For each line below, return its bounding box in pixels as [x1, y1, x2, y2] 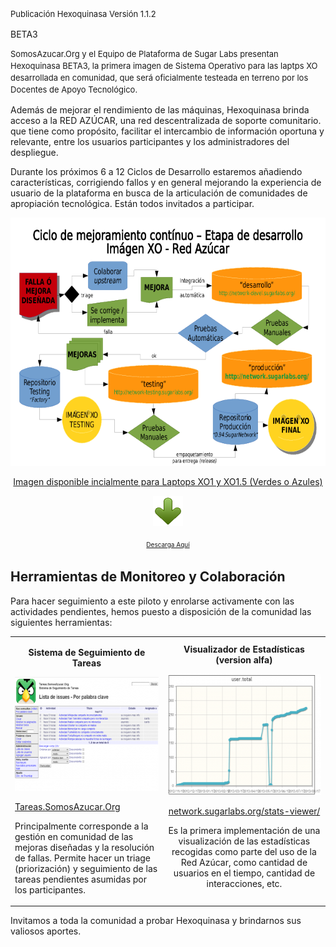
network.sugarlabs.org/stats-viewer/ [168, 805, 321, 817]
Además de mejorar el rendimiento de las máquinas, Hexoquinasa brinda [10, 104, 310, 116]
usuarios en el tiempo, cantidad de [173, 867, 316, 879]
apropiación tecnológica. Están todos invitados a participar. [10, 198, 255, 209]
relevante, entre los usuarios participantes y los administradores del [10, 136, 290, 147]
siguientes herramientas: [10, 616, 113, 628]
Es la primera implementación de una [168, 825, 321, 837]
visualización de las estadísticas [178, 835, 311, 847]
